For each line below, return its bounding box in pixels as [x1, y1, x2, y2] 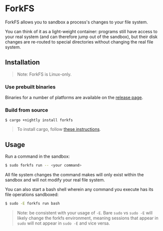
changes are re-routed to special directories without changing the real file [5, 39, 154, 44]
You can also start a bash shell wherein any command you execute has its [5, 187, 154, 192]
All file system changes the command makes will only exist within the [5, 172, 144, 178]
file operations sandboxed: [5, 191, 59, 198]
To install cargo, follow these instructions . [17, 126, 101, 132]
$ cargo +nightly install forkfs [5, 118, 73, 123]
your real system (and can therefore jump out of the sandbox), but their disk [5, 34, 158, 40]
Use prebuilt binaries [5, 84, 56, 90]
